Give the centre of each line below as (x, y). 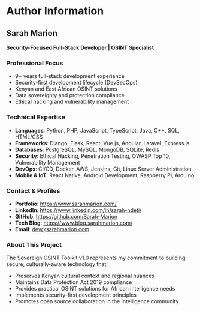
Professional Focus (35, 63)
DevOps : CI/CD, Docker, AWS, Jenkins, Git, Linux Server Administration (103, 169)
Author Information (55, 11)
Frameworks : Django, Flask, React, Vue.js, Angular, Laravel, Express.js (102, 143)
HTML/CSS (29, 137)
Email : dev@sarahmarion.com (52, 229)
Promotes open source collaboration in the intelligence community (97, 301)
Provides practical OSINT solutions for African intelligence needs (95, 289)
